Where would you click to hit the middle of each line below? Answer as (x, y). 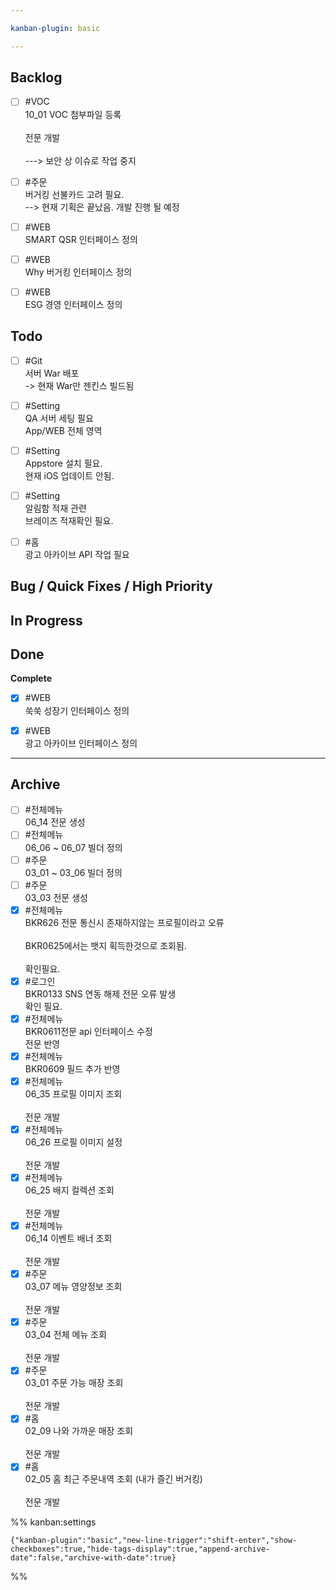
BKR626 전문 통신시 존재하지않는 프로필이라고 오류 (124, 922)
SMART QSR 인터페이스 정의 (81, 239)
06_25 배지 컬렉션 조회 (69, 1190)
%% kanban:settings (53, 1522)
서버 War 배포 (52, 373)
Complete (31, 678)
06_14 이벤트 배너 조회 (68, 1238)
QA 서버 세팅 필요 (59, 418)
